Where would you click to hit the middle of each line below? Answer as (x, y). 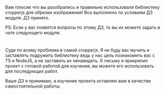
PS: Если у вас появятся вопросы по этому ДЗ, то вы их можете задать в (82, 27)
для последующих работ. (32, 71)
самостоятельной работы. (33, 86)
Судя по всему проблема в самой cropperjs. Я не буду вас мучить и (77, 50)
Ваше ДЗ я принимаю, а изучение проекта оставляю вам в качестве (78, 81)
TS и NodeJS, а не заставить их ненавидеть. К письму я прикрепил (77, 61)
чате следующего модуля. (33, 33)
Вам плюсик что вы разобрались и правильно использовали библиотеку (82, 7)
